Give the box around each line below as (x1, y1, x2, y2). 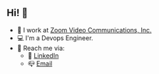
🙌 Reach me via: (16, 44, 65, 52)
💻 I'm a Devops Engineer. (16, 33, 93, 42)
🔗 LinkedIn (27, 51, 59, 60)
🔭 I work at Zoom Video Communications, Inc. (16, 25, 152, 34)
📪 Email (27, 59, 53, 68)
